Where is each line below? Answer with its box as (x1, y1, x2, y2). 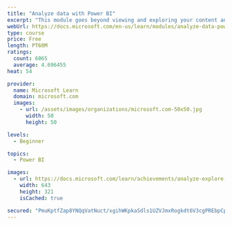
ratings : (7, 49, 32, 56)
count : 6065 (13, 55, 48, 62)
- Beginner (13, 137, 45, 145)
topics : (7, 150, 30, 157)
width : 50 (25, 112, 54, 119)
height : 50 (25, 119, 57, 126)
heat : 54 (7, 68, 32, 75)
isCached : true (19, 195, 64, 202)
